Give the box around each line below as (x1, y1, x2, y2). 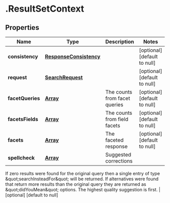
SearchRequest (45, 74, 83, 81)
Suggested (105, 151, 132, 158)
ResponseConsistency (45, 53, 101, 60)
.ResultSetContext (5, 3, 84, 15)
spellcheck (8, 154, 35, 161)
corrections (105, 157, 133, 165)
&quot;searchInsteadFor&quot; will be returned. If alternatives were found (5, 176, 159, 182)
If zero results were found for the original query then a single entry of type (5, 171, 160, 176)
